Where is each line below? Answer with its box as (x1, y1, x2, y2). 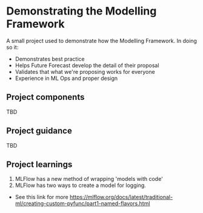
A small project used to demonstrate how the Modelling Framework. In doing (6, 37, 197, 44)
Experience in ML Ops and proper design (15, 74, 118, 82)
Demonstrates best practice (15, 55, 85, 62)
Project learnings (6, 159, 73, 169)
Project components (6, 92, 85, 102)
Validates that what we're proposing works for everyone (15, 68, 156, 75)
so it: (6, 44, 19, 51)
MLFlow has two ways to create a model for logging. (15, 182, 147, 189)
